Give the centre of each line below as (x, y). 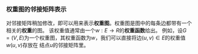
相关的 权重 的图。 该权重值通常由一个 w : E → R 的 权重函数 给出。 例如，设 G (96, 31)
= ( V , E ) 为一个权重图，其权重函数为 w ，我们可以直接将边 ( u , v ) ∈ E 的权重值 (96, 38)
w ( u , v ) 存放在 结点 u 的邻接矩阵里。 (48, 45)
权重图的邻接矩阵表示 (36, 9)
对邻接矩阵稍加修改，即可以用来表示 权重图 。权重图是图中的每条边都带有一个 (99, 23)
